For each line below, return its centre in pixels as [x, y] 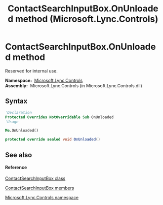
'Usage [12, 122]
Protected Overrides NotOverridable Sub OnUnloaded [59, 117]
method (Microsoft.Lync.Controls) [87, 19]
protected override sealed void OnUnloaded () [53, 139]
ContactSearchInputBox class [35, 178]
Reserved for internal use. [31, 71]
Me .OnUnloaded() [22, 131]
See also [19, 155]
